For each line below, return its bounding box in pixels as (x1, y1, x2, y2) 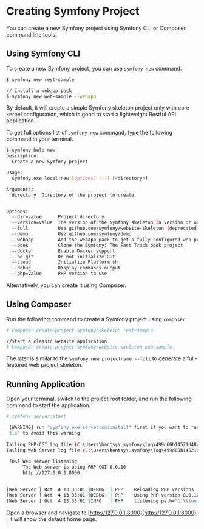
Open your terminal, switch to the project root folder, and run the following (6, 395, 192, 403)
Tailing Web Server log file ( (6, 447, 86, 453)
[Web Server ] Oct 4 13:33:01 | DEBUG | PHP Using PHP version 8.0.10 (6, 492, 200, 498)
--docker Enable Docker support (12, 248, 115, 254)
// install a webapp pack (6, 87, 72, 94)
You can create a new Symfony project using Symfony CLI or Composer (6, 24, 186, 32)
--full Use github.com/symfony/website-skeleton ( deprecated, (12, 225, 200, 232)
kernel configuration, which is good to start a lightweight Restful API (6, 111, 177, 118)
